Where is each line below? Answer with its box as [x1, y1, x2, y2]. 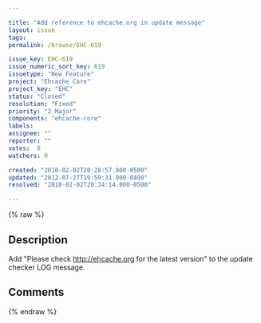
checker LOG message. [8, 262, 85, 272]
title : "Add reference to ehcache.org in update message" [8, 18, 205, 26]
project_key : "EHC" [8, 85, 73, 93]
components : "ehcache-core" [8, 115, 102, 123]
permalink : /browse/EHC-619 [8, 41, 102, 49]
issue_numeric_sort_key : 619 [8, 63, 105, 71]
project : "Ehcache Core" [8, 77, 91, 85]
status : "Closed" [8, 93, 66, 100]
